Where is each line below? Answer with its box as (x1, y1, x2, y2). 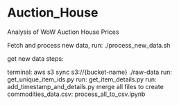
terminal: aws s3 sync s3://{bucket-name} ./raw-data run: (7, 68, 172, 76)
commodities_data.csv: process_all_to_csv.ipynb (7, 90, 146, 98)
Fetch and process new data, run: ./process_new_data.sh (7, 41, 171, 49)
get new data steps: (7, 54, 64, 63)
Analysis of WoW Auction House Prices (7, 28, 119, 36)
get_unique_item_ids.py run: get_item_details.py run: (7, 75, 157, 84)
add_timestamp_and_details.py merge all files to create (7, 82, 164, 90)
